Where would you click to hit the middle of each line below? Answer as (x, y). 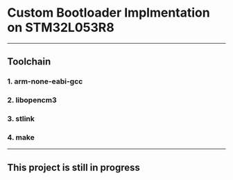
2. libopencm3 (32, 100)
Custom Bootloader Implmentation (109, 13)
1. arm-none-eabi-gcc (45, 81)
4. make (21, 138)
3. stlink (21, 119)
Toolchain (29, 62)
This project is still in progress (74, 167)
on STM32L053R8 (61, 27)
